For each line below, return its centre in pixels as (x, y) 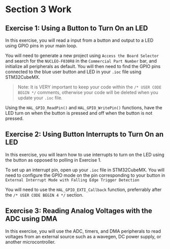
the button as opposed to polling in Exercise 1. (53, 160)
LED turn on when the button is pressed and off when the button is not (79, 113)
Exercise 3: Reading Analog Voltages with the (79, 211)
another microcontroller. (30, 242)
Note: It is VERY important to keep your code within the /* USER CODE (89, 87)
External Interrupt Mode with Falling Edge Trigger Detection (72, 180)
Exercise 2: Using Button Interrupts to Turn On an (84, 134)
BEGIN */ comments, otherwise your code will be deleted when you (88, 92)
